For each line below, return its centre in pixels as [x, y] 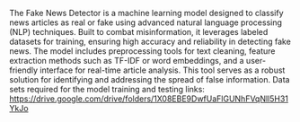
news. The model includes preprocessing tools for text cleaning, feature [142, 51]
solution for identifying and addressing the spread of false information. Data [150, 79]
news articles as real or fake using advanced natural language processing [146, 22]
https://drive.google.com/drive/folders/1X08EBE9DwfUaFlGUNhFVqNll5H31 [149, 99]
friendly [24, 70]
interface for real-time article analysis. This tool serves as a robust [163, 70]
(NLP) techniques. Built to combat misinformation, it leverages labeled [139, 32]
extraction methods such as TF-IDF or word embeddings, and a [127, 61]
